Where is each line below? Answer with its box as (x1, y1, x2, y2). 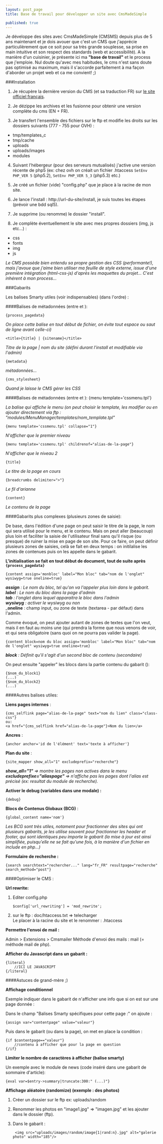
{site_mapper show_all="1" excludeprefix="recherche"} (5, 760, 119, 764)
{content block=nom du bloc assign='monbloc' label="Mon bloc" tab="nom (5, 639, 156, 645)
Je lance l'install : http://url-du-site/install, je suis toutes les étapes (12, 197, 146, 202)
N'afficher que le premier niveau (5, 432, 71, 438)
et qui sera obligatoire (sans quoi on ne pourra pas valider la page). (5, 630, 140, 636)
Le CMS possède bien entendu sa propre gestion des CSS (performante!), (5, 260, 154, 266)
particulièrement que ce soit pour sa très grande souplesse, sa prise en (5, 44, 148, 50)
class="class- (129, 711, 158, 716)
